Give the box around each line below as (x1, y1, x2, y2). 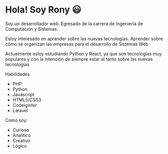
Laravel (12, 107, 28, 113)
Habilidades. (5, 71, 31, 77)
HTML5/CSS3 (12, 97, 41, 103)
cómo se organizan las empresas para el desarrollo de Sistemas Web (5, 41, 148, 47)
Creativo (12, 137, 31, 143)
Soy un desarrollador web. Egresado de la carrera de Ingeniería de (5, 21, 143, 27)
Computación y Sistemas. (5, 26, 58, 32)
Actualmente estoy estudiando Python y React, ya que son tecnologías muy (5, 51, 162, 57)
